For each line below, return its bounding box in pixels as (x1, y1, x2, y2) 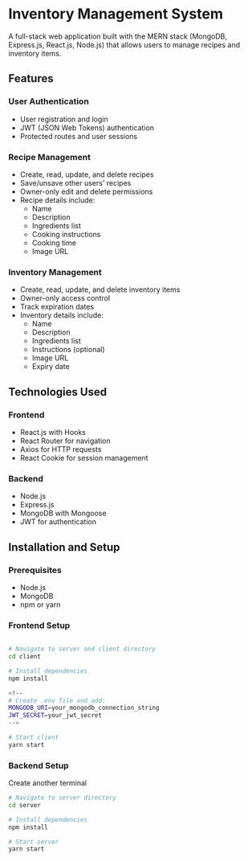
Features (8, 72, 54, 85)
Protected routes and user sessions (19, 131, 138, 141)
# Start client (8, 733, 59, 742)
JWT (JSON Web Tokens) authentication (19, 122, 155, 133)
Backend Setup (8, 760, 70, 771)
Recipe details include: (19, 195, 96, 205)
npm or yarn (19, 600, 61, 609)
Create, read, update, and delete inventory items (19, 285, 181, 294)
